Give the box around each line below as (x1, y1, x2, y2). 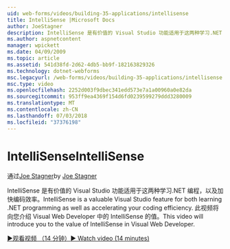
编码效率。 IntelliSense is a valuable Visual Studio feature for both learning (12, 195, 222, 204)
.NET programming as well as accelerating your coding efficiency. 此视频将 (7, 204, 220, 212)
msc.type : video (7, 80, 54, 87)
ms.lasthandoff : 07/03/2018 (7, 112, 88, 119)
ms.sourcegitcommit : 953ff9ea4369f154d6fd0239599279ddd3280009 (7, 94, 192, 100)
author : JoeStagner (7, 23, 63, 30)
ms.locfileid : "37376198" (7, 118, 81, 126)
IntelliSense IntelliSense (7, 149, 145, 164)
